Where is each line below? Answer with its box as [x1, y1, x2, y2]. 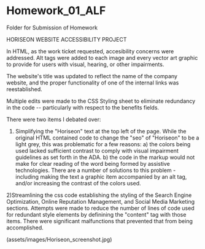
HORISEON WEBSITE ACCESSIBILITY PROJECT [6, 35, 127, 43]
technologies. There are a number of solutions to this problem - [15, 166, 176, 174]
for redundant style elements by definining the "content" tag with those [6, 210, 187, 218]
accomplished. [6, 224, 44, 231]
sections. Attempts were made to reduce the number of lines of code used [6, 204, 195, 212]
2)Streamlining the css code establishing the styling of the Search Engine [6, 191, 192, 199]
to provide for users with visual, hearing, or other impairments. [6, 61, 164, 68]
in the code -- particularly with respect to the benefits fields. [6, 103, 160, 111]
